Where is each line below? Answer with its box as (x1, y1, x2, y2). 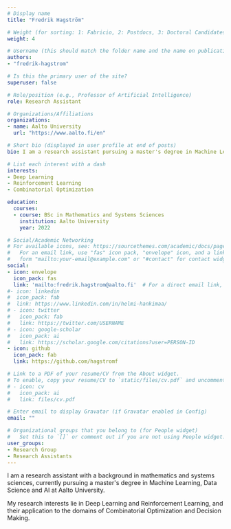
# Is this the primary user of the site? (7, 73, 128, 80)
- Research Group (7, 446, 57, 453)
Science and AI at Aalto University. (7, 486, 105, 495)
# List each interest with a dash (7, 161, 107, 168)
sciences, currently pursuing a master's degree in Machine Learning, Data (7, 479, 217, 487)
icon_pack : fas (13, 275, 57, 282)
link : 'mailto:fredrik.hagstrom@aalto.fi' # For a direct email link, (13, 281, 223, 289)
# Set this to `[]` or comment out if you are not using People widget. (7, 434, 226, 440)
